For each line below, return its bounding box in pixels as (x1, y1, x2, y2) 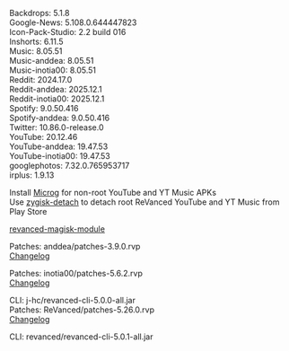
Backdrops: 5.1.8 (9, 8, 70, 18)
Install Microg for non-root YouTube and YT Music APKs (9, 188, 217, 197)
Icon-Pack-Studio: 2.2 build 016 (9, 27, 127, 37)
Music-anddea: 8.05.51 (9, 56, 94, 66)
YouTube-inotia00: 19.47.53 (9, 151, 110, 161)
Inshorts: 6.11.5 (9, 36, 64, 47)
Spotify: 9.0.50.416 (9, 103, 79, 113)
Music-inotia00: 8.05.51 (9, 65, 97, 75)
